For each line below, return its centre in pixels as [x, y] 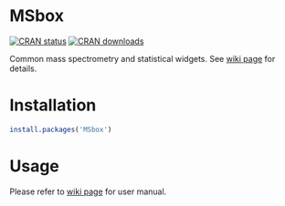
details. [23, 68]
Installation [53, 105]
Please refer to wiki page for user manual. [88, 191]
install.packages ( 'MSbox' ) [61, 129]
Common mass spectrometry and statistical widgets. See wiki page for [142, 58]
